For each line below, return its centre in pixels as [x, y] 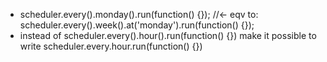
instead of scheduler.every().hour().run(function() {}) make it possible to [168, 35]
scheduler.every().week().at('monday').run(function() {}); [137, 25]
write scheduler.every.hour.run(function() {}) [111, 46]
